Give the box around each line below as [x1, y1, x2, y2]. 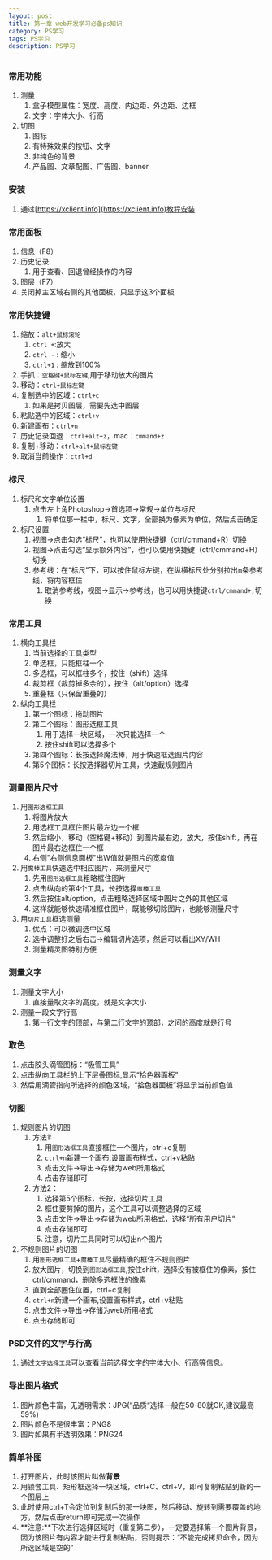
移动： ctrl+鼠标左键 [19, 380, 85, 390]
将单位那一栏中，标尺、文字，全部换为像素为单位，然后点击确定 [44, 514, 258, 524]
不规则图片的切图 [19, 1244, 78, 1254]
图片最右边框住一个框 [32, 843, 104, 852]
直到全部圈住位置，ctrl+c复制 [32, 1285, 132, 1295]
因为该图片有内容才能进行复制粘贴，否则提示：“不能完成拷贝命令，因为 [19, 1532, 258, 1542]
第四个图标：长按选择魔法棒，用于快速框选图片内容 [32, 749, 204, 759]
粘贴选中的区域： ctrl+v [19, 411, 100, 421]
